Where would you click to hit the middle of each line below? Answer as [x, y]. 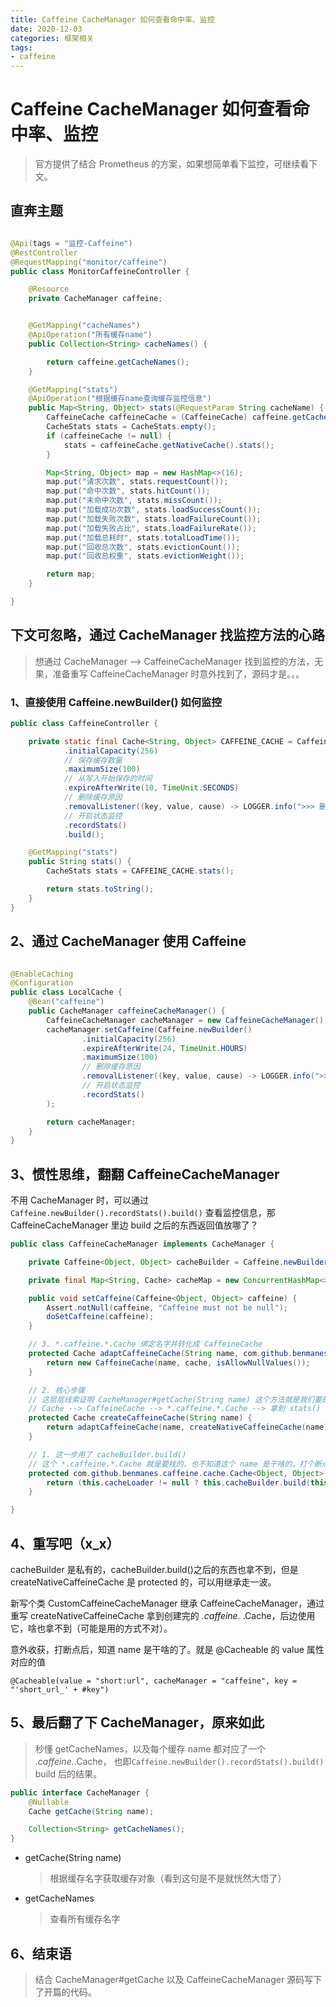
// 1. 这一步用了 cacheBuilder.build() [107, 1454]
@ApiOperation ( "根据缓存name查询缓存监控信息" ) [120, 399]
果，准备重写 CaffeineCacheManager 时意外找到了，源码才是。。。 [169, 673]
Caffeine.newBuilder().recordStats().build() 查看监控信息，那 [143, 1213]
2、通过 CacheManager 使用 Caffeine [128, 941]
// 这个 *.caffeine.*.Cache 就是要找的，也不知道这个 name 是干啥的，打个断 [175, 1464]
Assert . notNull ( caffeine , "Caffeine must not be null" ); [167, 1307]
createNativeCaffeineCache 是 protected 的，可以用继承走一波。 [143, 1582]
